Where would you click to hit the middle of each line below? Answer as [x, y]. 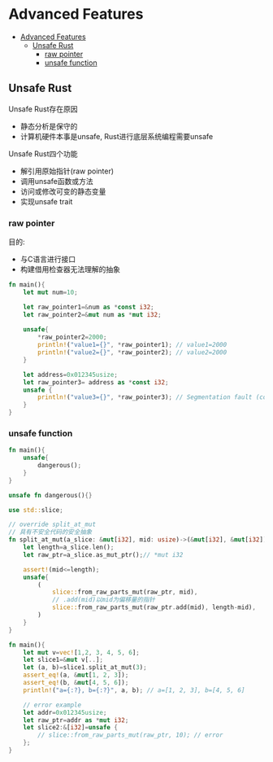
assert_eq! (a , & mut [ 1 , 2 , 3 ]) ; [76, 675]
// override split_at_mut [52, 525]
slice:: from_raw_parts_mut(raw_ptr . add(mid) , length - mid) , [154, 607]
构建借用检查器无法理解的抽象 [70, 269]
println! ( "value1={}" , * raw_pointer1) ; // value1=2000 [132, 345]
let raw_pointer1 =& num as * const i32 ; [89, 307]
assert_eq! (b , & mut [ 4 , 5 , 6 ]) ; [76, 683]
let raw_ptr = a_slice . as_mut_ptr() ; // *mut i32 [103, 554]
